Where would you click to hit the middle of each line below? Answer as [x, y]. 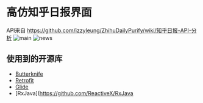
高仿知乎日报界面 [49, 12]
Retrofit [24, 80]
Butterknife [29, 74]
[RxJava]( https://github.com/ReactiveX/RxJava [74, 93]
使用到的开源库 [34, 59]
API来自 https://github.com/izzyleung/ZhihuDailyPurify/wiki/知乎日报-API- [99, 30]
